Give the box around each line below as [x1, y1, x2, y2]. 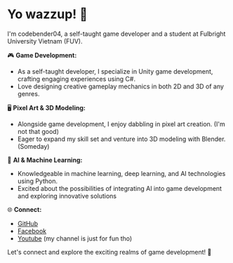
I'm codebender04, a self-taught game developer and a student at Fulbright [7, 29, 226, 38]
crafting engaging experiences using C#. [17, 74, 135, 83]
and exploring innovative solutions [17, 191, 117, 200]
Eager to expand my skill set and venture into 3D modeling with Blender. [17, 135, 226, 143]
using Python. [17, 177, 58, 185]
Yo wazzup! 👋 [7, 6, 88, 22]
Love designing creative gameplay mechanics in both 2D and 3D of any [17, 82, 225, 90]
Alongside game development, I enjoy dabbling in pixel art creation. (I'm [17, 119, 226, 128]
